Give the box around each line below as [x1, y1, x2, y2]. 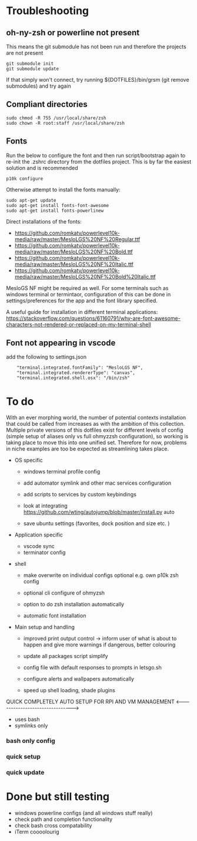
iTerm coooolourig [14, 828, 60, 836]
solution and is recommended [6, 164, 78, 171]
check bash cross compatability [14, 822, 92, 829]
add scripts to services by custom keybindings [23, 491, 137, 498]
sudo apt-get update [6, 197, 57, 203]
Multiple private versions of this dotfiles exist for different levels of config [6, 426, 183, 433]
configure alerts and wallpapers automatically [23, 675, 134, 683]
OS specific [14, 457, 43, 464]
